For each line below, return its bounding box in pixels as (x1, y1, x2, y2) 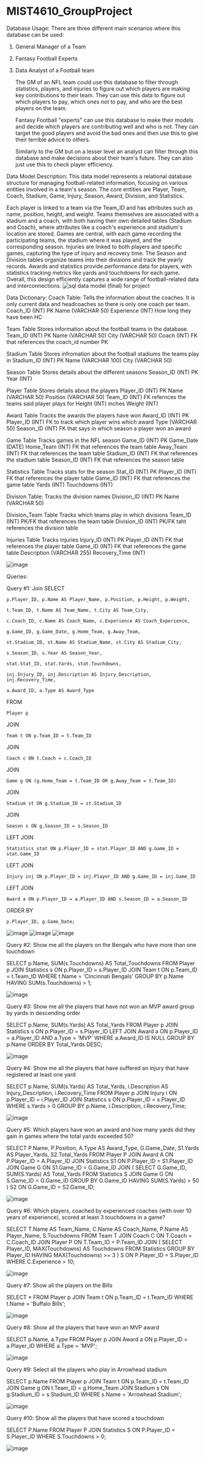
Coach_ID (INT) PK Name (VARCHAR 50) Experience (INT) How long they (6, 307, 192, 314)
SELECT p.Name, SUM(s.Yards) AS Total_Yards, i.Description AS (6, 1082, 169, 1090)
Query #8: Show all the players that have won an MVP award (6, 1323, 159, 1331)
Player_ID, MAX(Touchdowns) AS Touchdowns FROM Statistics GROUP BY (6, 1244, 195, 1252)
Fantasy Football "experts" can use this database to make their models (15, 116, 194, 124)
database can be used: (6, 31, 64, 38)
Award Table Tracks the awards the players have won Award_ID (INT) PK (6, 411, 190, 419)
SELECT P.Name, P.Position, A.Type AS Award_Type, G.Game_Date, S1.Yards (6, 1144, 199, 1151)
